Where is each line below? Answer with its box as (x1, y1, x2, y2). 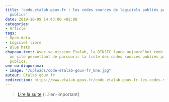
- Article (5, 26, 26, 31)
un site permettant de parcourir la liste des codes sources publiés (10, 54, 158, 59)
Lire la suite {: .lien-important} (17, 91, 80, 97)
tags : (5, 31, 17, 36)
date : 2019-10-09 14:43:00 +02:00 (5, 17, 78, 22)
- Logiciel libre (5, 40, 42, 45)
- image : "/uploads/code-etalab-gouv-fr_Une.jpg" (5, 68, 112, 73)
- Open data (5, 36, 30, 41)
